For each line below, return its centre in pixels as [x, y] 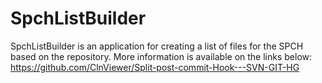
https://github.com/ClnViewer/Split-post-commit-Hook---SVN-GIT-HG [155, 67]
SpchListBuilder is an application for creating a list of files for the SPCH [157, 46]
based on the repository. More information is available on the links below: [161, 56]
